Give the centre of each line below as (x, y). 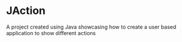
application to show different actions (51, 33)
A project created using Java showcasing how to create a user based (91, 27)
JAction (26, 11)
